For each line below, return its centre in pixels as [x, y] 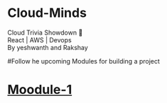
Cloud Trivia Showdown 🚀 [45, 32]
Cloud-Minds [47, 13]
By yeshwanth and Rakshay [48, 47]
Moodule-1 [40, 90]
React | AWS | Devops [40, 40]
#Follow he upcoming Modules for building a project [83, 61]
